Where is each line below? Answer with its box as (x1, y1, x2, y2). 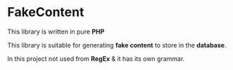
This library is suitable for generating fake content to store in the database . (7, 41, 227, 49)
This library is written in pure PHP (7, 27, 105, 36)
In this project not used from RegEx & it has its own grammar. (7, 54, 185, 63)
